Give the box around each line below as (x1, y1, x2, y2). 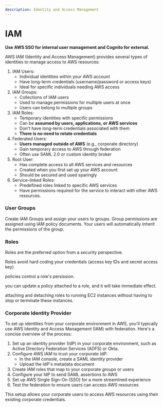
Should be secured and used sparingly (19, 172, 97, 178)
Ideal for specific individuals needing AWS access (19, 84, 120, 90)
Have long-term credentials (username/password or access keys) (19, 78, 151, 84)
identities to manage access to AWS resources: (5, 59, 100, 65)
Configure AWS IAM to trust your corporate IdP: (12, 351, 108, 357)
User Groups (5, 205, 36, 212)
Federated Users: (12, 136, 47, 141)
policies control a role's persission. (5, 273, 75, 279)
